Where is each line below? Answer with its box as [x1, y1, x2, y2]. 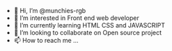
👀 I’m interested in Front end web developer [13, 14, 139, 22]
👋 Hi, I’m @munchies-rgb [13, 7, 86, 14]
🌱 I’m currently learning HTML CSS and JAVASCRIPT [13, 21, 166, 29]
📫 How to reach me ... [13, 37, 79, 44]
